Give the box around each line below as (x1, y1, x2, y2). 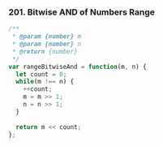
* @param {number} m (11, 32, 82, 41)
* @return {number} (11, 47, 79, 55)
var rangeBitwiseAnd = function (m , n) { (8, 62, 148, 71)
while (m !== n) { (15, 78, 75, 86)
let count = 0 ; (15, 70, 67, 79)
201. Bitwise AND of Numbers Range (8, 6, 156, 18)
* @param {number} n (11, 40, 82, 49)
